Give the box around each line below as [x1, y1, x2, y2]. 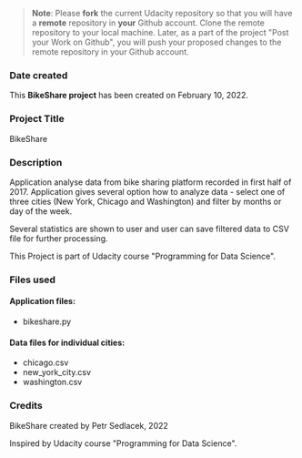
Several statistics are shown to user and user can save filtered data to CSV [9, 223, 289, 234]
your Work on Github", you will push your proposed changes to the [31, 36, 282, 47]
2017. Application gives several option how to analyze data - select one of [9, 186, 286, 197]
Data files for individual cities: [9, 337, 126, 348]
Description [9, 156, 63, 168]
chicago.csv [22, 357, 69, 368]
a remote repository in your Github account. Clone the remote [31, 17, 266, 28]
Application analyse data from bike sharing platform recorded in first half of [9, 177, 292, 188]
